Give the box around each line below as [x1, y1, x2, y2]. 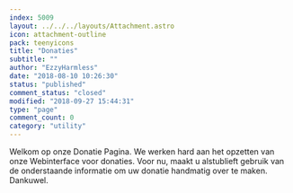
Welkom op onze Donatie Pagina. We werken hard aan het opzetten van [9, 146, 275, 157]
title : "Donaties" [9, 47, 78, 56]
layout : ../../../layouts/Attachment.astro [9, 22, 175, 31]
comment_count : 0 [9, 113, 75, 122]
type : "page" [9, 105, 58, 114]
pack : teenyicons [9, 38, 75, 48]
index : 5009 [9, 13, 54, 22]
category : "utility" [9, 122, 87, 131]
